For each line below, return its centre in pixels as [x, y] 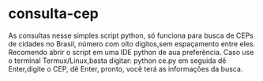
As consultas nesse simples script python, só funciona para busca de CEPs [131, 35]
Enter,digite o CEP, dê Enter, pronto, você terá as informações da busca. [126, 68]
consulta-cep [53, 14]
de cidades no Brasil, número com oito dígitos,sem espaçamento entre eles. [131, 43]
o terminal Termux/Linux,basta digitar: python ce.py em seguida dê [117, 61]
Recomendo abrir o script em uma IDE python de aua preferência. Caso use [131, 52]
